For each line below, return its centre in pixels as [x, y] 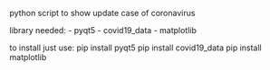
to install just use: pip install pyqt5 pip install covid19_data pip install [135, 48]
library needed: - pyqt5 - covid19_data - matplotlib [103, 30]
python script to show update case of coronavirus [102, 13]
